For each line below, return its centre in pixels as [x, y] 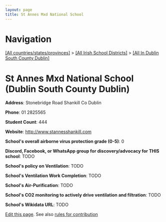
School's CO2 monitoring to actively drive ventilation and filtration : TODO [83, 195]
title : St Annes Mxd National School [44, 14]
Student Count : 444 [26, 122]
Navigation [28, 39]
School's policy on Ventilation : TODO [44, 166]
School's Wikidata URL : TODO [37, 205]
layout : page [19, 10]
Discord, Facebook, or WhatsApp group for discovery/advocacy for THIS [82, 151]
